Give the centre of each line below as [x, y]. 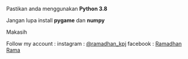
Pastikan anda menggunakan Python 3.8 [57, 9]
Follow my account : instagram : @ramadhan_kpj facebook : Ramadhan [94, 44]
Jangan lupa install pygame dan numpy [56, 20]
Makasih [17, 32]
